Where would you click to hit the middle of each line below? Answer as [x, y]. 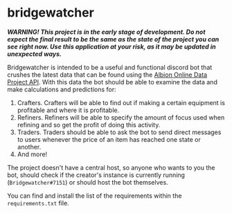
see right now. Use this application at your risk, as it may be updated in [111, 46]
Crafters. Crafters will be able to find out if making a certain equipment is [121, 102]
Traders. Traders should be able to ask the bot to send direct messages [119, 132]
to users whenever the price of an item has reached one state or [109, 139]
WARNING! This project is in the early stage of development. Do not [106, 32]
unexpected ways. [35, 54]
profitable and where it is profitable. [68, 110]
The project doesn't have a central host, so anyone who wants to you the [111, 167]
